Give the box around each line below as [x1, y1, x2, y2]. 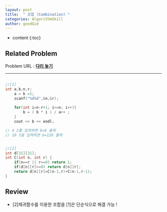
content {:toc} [12, 35, 41, 41]
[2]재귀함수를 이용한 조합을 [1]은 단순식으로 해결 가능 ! [12, 201, 118, 207]
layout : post [5, 7, 32, 12]
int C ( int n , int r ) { [5, 155, 52, 160]
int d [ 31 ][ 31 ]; [5, 150, 37, 156]
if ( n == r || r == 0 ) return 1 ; [14, 160, 72, 165]
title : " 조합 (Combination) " [5, 12, 71, 17]
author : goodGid [5, 21, 39, 26]
